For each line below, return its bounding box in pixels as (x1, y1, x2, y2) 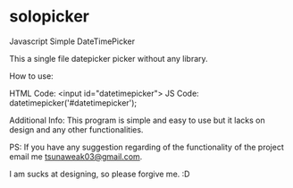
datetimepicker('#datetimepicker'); (9, 97, 138, 108)
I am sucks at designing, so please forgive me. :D (9, 168, 190, 179)
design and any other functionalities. (9, 124, 144, 135)
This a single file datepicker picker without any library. (9, 53, 208, 64)
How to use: (9, 70, 54, 81)
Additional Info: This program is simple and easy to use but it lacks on (9, 115, 265, 125)
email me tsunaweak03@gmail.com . (9, 150, 143, 162)
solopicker (9, 6, 90, 27)
